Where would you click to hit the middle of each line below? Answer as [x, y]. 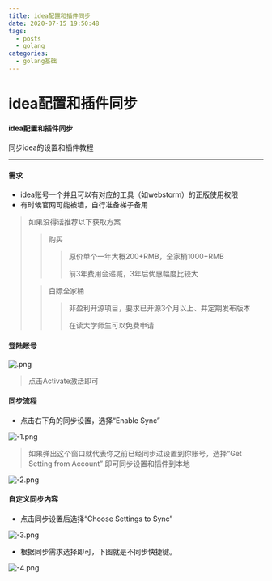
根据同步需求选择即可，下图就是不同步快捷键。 [98, 552]
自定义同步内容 [33, 499]
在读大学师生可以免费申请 [111, 326]
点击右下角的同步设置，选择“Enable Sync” [90, 420]
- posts [29, 38]
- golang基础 [36, 62]
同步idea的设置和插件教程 [51, 147]
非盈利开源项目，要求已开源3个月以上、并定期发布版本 [159, 308]
